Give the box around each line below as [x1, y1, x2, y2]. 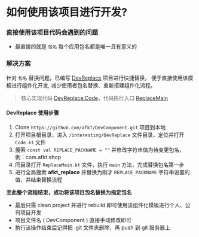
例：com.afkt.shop [14, 153, 62, 160]
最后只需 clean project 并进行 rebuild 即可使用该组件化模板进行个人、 [14, 201, 185, 208]
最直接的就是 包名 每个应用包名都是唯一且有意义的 [14, 43, 137, 50]
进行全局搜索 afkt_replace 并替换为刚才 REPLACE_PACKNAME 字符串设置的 [14, 168, 190, 175]
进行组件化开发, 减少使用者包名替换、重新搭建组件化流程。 [11, 81, 156, 89]
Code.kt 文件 [14, 138, 46, 145]
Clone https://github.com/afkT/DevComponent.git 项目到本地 [14, 123, 166, 130]
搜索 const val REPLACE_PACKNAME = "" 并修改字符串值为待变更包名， [14, 146, 185, 153]
